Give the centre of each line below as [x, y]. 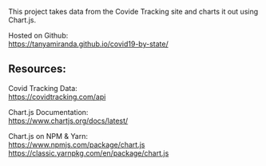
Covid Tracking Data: [43, 88]
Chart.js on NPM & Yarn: [48, 136]
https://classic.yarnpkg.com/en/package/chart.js [89, 153]
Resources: [37, 69]
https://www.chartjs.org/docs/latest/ [68, 121]
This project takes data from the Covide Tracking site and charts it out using [133, 12]
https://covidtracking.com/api [57, 97]
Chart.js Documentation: [48, 112]
